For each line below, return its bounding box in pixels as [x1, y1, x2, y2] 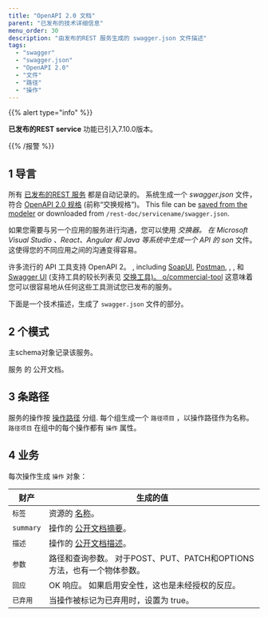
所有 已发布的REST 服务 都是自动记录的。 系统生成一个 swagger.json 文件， [8, 189, 257, 200]
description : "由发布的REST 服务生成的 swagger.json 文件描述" [8, 34, 207, 42]
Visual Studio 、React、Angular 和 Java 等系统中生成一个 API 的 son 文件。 [8, 235, 257, 245]
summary [12, 523, 41, 532]
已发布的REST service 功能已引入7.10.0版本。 [8, 125, 157, 134]
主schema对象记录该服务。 [8, 348, 97, 356]
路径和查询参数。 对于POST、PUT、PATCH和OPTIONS [49, 552, 254, 563]
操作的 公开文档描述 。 [49, 537, 132, 548]
